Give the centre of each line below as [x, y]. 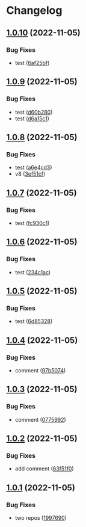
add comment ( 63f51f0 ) [44, 469]
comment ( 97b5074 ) [40, 370]
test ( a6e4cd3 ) [33, 168]
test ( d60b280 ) [34, 112]
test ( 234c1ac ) [33, 272]
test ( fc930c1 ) [32, 223]
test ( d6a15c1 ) [32, 119]
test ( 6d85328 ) [34, 321]
